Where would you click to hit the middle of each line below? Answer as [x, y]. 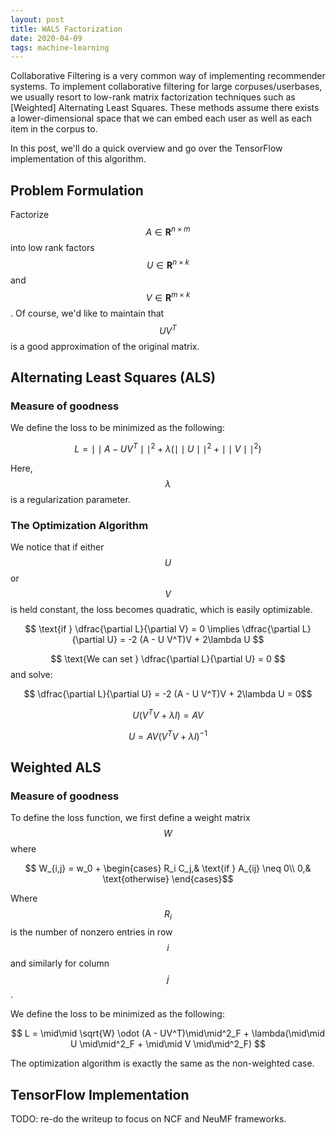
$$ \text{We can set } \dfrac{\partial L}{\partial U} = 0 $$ [168, 659]
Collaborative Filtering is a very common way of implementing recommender [168, 76]
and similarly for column [60, 963]
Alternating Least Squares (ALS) [113, 377]
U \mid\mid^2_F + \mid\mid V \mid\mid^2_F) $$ [168, 1044]
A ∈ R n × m [168, 231]
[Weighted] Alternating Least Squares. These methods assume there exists [165, 108]
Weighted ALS [56, 767]
